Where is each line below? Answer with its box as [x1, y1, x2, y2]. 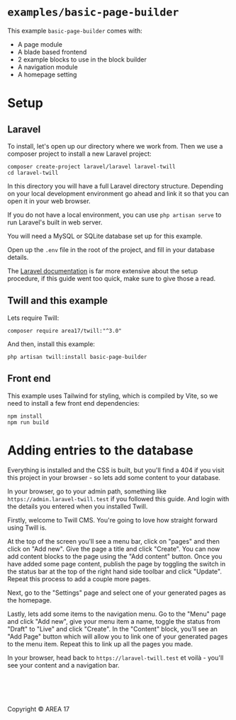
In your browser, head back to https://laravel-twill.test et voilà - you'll [7, 653, 224, 662]
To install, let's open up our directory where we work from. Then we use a [7, 142, 223, 150]
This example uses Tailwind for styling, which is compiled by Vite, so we [7, 392, 218, 400]
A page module [17, 40, 62, 48]
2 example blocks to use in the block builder [17, 55, 147, 64]
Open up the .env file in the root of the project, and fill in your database [7, 245, 215, 253]
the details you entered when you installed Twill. [7, 502, 148, 510]
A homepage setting [17, 70, 77, 79]
